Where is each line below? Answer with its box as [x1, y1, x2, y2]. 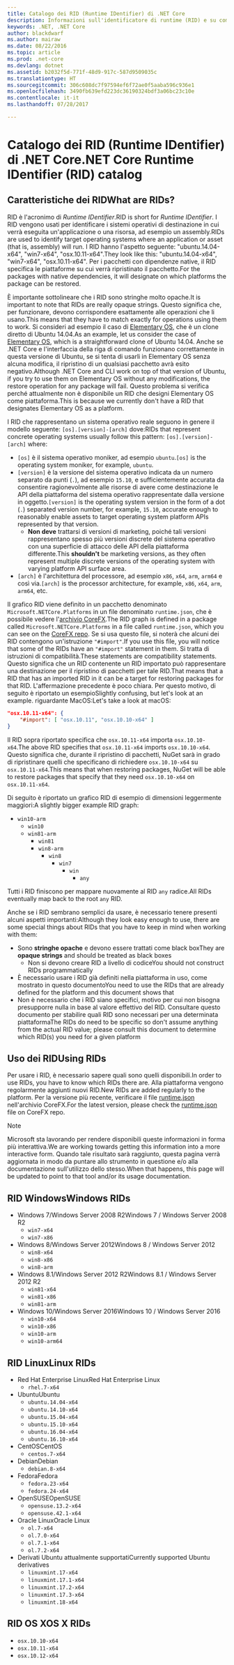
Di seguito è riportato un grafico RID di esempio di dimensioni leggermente [7, 793, 221, 801]
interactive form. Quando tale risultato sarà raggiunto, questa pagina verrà [7, 1150, 221, 1158]
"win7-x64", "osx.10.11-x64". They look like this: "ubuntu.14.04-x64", [24, 250, 217, 258]
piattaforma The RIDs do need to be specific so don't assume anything [17, 1018, 218, 1026]
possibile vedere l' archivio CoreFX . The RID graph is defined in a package [7, 615, 217, 623]
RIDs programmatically [27, 966, 93, 974]
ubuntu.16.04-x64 [27, 1428, 79, 1436]
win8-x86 [27, 1257, 54, 1264]
